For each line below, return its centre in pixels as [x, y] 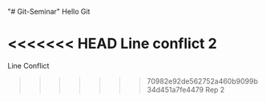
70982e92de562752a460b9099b [202, 81]
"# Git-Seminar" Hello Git [49, 12]
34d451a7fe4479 [175, 89]
